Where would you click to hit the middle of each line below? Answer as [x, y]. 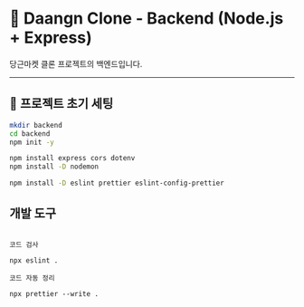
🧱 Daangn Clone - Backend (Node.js [147, 19]
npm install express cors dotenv [72, 158]
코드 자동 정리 [32, 278]
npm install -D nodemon [54, 167]
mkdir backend [36, 125]
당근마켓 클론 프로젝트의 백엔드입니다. [76, 63]
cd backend [30, 134]
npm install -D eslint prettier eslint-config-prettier [117, 183]
